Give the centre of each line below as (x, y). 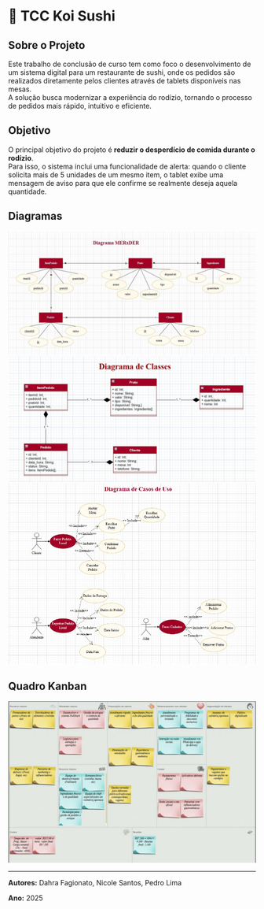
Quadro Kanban (48, 686)
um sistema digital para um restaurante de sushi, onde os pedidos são (122, 72)
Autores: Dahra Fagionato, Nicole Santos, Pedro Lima (95, 883)
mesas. (20, 89)
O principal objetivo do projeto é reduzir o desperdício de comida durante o (132, 150)
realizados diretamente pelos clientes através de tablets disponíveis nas (125, 81)
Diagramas (35, 216)
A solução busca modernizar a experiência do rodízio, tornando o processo (130, 97)
